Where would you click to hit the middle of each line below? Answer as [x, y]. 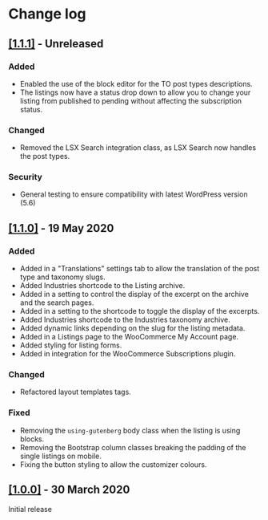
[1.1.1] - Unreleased [56, 44]
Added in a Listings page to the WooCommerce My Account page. [129, 337]
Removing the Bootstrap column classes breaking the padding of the [133, 447]
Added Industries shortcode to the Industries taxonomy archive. [125, 320]
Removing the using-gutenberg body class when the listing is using [130, 430]
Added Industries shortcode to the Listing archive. [102, 286]
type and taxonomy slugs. [62, 277]
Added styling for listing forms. [71, 345]
